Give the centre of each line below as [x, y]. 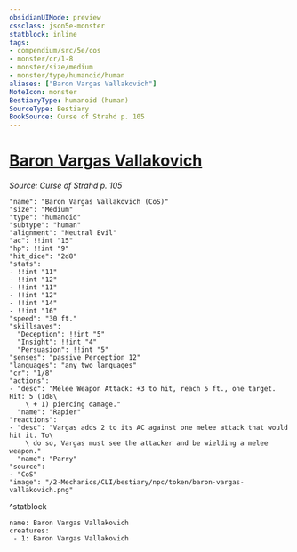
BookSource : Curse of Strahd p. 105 [77, 117]
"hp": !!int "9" [39, 249]
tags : [19, 42]
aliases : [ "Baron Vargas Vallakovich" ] [83, 84]
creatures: [29, 531]
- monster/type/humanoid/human [67, 76]
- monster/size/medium [51, 68]
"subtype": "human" [45, 225]
